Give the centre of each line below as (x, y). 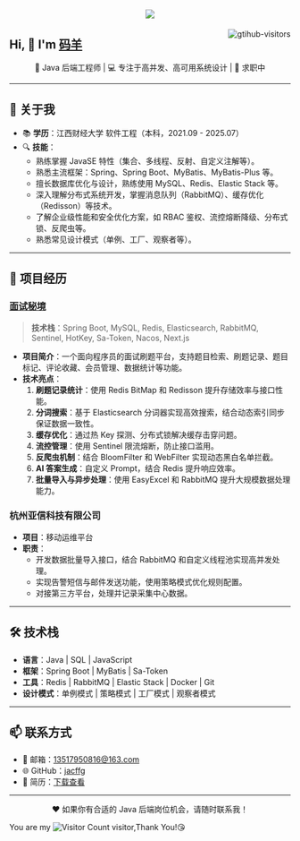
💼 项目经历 (38, 279)
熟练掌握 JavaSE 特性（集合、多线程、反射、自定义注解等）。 (147, 160)
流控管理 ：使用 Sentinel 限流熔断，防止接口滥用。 (127, 446)
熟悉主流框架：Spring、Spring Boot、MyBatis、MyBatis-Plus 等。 (157, 172)
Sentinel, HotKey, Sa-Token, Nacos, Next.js (110, 338)
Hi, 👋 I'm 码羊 (46, 44)
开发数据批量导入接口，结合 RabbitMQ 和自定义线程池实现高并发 (154, 559)
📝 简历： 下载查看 (53, 782)
